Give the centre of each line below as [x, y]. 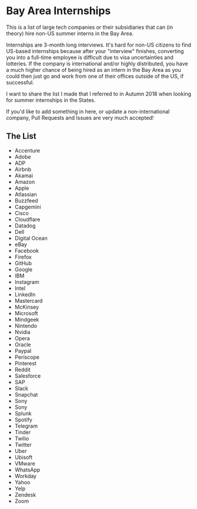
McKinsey [27, 307]
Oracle [23, 344]
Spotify [23, 419]
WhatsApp [27, 470]
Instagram [27, 282]
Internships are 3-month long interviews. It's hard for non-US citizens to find [99, 45]
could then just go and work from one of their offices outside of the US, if [95, 76]
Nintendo [26, 326]
